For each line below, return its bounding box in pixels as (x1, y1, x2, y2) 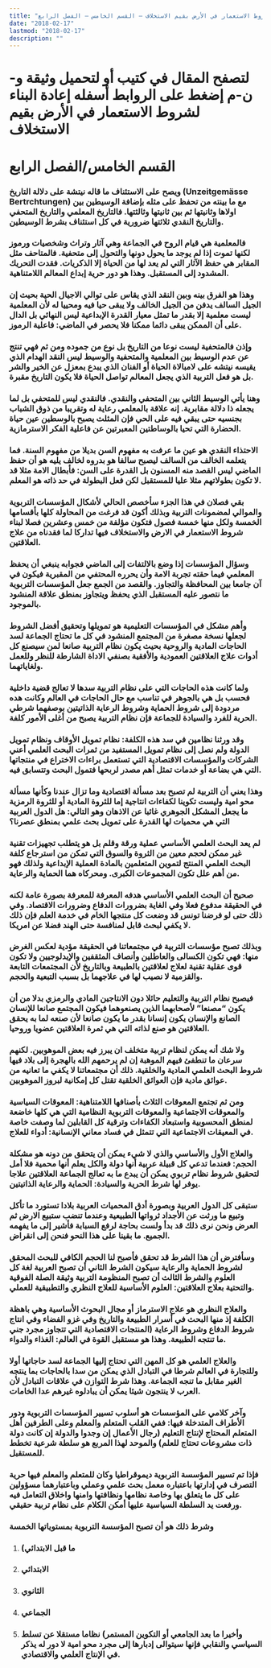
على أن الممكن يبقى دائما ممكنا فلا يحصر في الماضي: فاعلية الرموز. (9, 320, 242, 331)
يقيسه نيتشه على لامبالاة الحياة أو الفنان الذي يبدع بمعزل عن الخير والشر (9, 361, 256, 373)
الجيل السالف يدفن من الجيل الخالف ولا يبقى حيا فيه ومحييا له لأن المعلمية (9, 299, 261, 311)
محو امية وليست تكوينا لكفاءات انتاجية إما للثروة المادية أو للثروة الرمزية (9, 795, 254, 807)
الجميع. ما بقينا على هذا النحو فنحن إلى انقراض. (9, 1230, 170, 1241)
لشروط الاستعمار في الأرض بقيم (9, 103, 200, 122)
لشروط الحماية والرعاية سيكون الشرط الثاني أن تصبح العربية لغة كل (9, 1261, 244, 1273)
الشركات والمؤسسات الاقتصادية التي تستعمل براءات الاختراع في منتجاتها (9, 753, 259, 765)
